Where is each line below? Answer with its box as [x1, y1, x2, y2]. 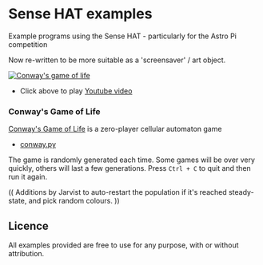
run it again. [8, 172, 48, 182]
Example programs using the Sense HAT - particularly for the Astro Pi [8, 31, 237, 41]
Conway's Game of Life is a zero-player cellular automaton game [8, 125, 222, 134]
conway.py [19, 140, 57, 149]
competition [8, 39, 48, 49]
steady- [228, 188, 254, 197]
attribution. [8, 249, 45, 259]
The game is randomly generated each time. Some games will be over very [8, 155, 256, 164]
